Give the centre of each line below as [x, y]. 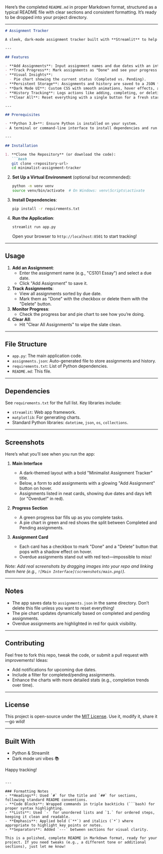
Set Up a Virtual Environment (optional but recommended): [72, 177]
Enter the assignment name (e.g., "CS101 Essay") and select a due [85, 273]
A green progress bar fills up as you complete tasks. [71, 517]
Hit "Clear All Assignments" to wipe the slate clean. [70, 324]
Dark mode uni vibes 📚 [36, 758]
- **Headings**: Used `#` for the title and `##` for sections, [71, 796]
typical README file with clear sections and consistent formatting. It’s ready [81, 12]
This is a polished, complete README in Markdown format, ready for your [81, 838]
